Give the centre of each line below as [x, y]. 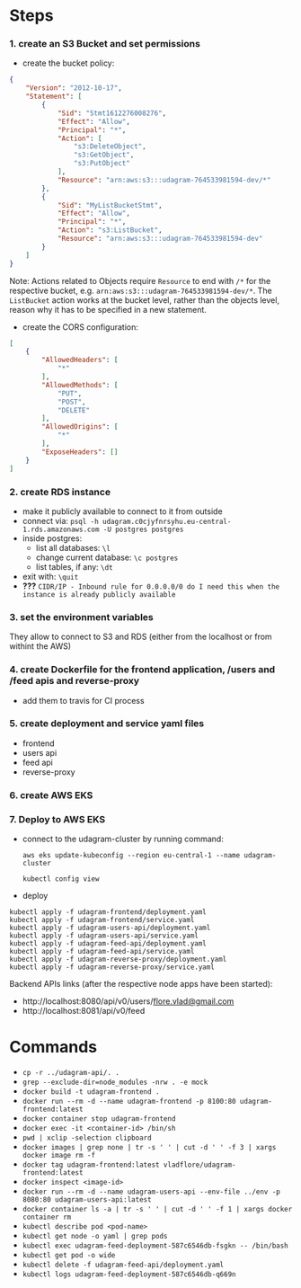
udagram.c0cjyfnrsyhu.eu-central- [167, 521]
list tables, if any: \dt [75, 566]
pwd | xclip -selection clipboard [87, 1138]
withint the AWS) [40, 646]
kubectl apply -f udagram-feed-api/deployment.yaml [108, 944]
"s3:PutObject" [102, 164]
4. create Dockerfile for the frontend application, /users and [142, 670]
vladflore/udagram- [199, 1165]
